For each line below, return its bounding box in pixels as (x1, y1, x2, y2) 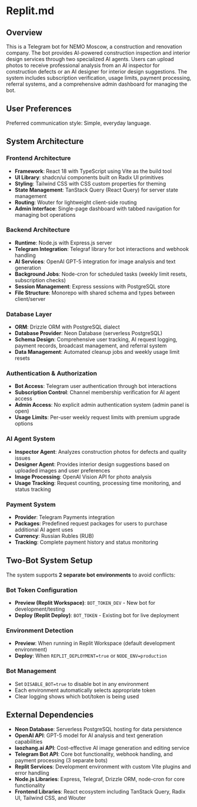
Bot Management (6, 667, 57, 675)
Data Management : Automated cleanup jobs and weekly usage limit (14, 349, 180, 356)
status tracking (14, 485, 51, 493)
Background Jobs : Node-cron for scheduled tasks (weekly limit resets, (14, 270, 187, 277)
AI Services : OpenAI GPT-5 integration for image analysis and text (14, 257, 176, 265)
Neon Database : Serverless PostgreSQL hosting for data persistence (14, 725, 182, 732)
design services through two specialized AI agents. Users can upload (6, 56, 175, 62)
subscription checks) (14, 276, 66, 283)
